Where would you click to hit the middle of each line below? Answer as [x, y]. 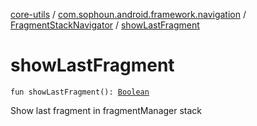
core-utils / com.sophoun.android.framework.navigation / [128, 14]
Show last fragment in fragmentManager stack [106, 110]
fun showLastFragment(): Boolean [80, 92]
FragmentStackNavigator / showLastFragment [105, 25]
